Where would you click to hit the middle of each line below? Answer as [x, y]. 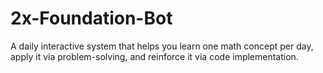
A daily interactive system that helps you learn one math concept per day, [162, 46]
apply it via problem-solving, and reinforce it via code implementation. [154, 56]
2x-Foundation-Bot [91, 18]
